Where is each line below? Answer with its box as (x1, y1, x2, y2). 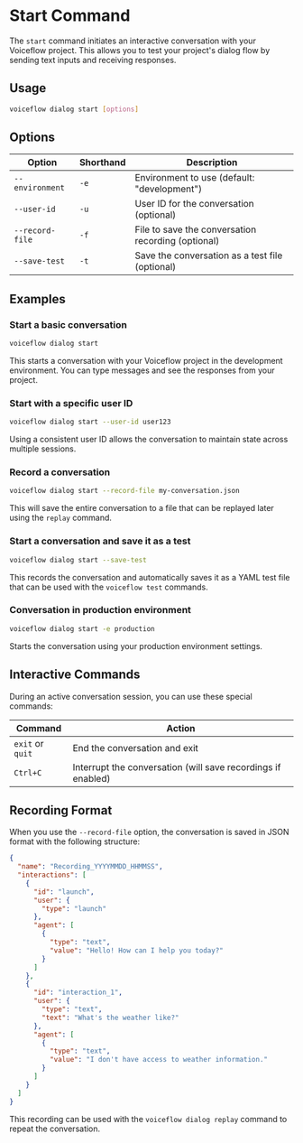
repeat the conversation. (9, 1123, 101, 1134)
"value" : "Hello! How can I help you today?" (49, 945, 224, 955)
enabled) (72, 772, 111, 785)
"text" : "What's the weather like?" (41, 1013, 179, 1022)
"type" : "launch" (41, 904, 106, 913)
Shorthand (79, 156, 126, 169)
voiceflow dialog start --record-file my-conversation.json (9, 487, 241, 496)
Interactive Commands (9, 667, 141, 683)
